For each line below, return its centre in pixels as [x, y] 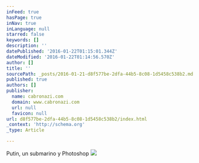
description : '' [27, 46]
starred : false [25, 35]
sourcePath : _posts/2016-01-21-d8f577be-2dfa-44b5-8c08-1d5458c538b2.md [100, 74]
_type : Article [25, 130]
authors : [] [21, 85]
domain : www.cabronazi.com [46, 102]
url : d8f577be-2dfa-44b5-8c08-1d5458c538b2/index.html [77, 119]
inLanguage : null [28, 29]
